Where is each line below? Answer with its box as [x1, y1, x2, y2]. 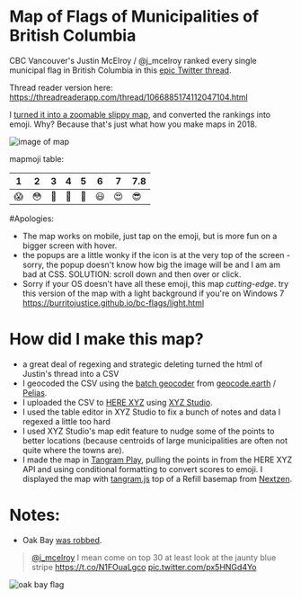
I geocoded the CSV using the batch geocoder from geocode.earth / [22, 378, 277, 389]
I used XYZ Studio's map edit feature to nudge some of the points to [22, 425, 275, 436]
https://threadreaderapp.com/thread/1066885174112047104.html [9, 92, 249, 103]
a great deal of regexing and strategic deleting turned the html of [22, 358, 263, 370]
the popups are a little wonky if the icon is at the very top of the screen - [22, 249, 290, 260]
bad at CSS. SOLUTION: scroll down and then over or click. [22, 268, 242, 280]
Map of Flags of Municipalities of [9, 6, 259, 27]
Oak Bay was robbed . [22, 534, 102, 545]
